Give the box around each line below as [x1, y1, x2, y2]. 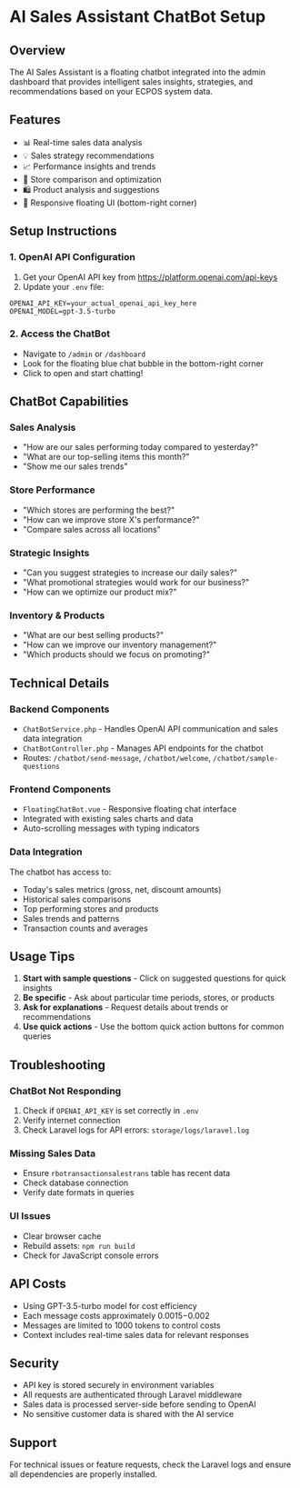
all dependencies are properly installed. [9, 1469, 157, 1480]
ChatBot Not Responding [9, 1084, 122, 1097]
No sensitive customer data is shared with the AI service [22, 1409, 235, 1420]
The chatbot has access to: [9, 866, 112, 877]
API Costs [9, 1276, 66, 1292]
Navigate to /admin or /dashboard [22, 348, 146, 359]
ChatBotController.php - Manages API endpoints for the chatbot [22, 743, 264, 754]
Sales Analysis [9, 421, 76, 434]
